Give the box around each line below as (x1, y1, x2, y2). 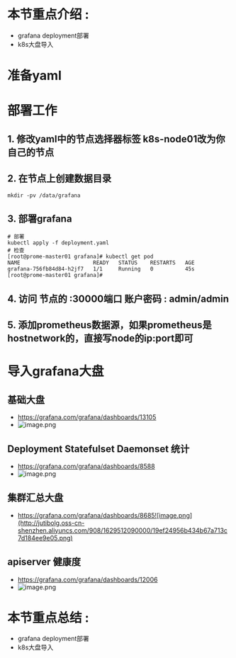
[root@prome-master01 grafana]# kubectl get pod (7, 253, 154, 261)
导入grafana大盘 (7, 363, 104, 380)
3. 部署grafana (7, 212, 72, 225)
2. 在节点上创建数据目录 (7, 173, 112, 185)
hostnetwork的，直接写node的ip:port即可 (7, 332, 193, 344)
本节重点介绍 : (7, 6, 89, 23)
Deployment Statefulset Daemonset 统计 (7, 443, 190, 455)
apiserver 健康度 (7, 556, 82, 568)
